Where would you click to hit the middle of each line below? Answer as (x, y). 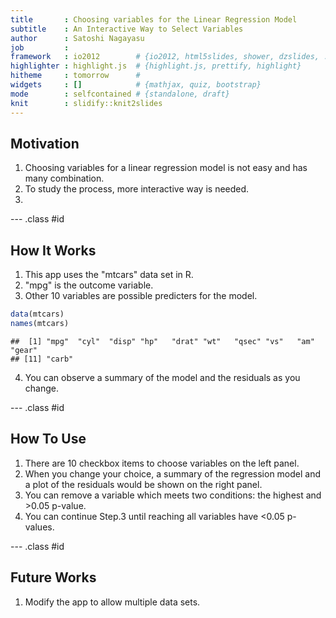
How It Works (53, 250)
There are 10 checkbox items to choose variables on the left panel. (162, 463)
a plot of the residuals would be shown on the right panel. (143, 484)
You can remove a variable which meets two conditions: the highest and (173, 495)
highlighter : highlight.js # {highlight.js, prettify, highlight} (156, 66)
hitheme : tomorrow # (75, 76)
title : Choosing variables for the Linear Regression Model (154, 19)
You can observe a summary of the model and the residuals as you (162, 377)
